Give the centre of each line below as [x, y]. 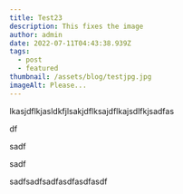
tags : [19, 52]
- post [30, 60]
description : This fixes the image [77, 26]
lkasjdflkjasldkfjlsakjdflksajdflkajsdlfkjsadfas [92, 111]
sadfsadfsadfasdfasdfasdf [58, 181]
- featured [38, 69]
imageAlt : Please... [48, 85]
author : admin [36, 34]
